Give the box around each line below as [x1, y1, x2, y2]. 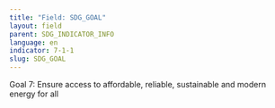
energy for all [9, 88, 59, 99]
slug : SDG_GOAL [9, 54, 67, 63]
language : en [9, 37, 58, 47]
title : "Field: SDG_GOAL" [9, 12, 106, 22]
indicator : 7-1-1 [9, 46, 75, 55]
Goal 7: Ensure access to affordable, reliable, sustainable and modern [9, 79, 267, 89]
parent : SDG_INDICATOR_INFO [9, 29, 115, 38]
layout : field [9, 21, 63, 30]
